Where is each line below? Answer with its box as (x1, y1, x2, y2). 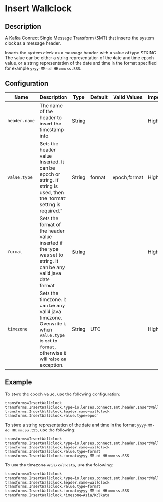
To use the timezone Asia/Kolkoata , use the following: (5, 462, 113, 467)
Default (90, 93, 108, 100)
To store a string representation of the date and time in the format (5, 422, 136, 428)
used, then (39, 189, 64, 196)
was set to (39, 251, 63, 258)
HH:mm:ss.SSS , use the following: (11, 427, 76, 433)
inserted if (39, 239, 63, 246)
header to (39, 114, 62, 121)
